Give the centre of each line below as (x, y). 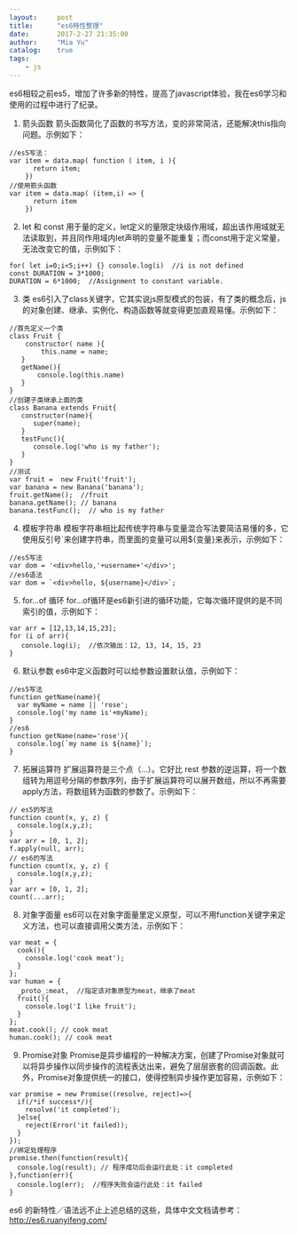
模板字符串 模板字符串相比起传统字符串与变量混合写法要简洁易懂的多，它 (155, 528)
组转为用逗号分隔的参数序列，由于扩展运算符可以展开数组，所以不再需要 (154, 780)
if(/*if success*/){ (55, 1102)
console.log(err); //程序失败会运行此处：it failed (109, 1184)
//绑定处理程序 (33, 1150)
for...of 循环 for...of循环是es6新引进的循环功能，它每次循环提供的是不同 (152, 600)
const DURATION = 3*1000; (57, 273)
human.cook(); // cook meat (61, 1037)
